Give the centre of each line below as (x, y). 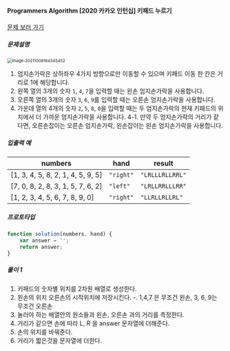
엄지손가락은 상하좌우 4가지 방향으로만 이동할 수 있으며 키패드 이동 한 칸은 (116, 74)
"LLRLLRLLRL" (162, 198)
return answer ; (41, 247)
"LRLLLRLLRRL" (164, 175)
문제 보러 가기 (26, 27)
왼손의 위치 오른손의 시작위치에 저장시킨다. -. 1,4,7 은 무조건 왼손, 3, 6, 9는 (117, 297)
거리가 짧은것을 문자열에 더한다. (59, 340)
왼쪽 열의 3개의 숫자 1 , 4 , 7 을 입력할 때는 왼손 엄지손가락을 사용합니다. (111, 91)
